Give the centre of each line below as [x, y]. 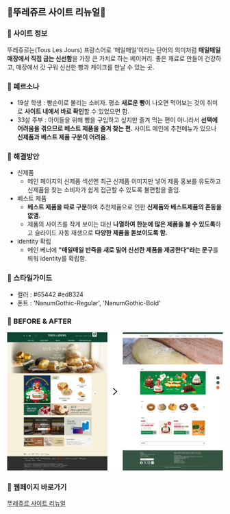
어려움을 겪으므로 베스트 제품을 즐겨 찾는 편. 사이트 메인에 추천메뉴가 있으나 [117, 128]
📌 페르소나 [23, 86]
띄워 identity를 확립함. [57, 259]
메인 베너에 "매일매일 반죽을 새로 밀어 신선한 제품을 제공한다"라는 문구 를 [123, 250]
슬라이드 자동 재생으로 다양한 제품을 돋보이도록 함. [101, 233]
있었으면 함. [114, 111]
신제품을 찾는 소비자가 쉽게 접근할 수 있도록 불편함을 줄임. [104, 190]
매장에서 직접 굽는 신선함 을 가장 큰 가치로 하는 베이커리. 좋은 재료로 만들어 [105, 58]
